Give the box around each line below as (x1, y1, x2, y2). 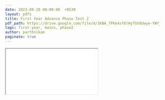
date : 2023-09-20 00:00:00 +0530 (5, 7, 76, 12)
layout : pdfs (5, 12, 32, 17)
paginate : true (5, 35, 36, 40)
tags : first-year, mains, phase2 (5, 25, 74, 30)
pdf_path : (5, 20, 26, 26)
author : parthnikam (5, 30, 45, 35)
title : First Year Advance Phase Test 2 (5, 16, 89, 21)
